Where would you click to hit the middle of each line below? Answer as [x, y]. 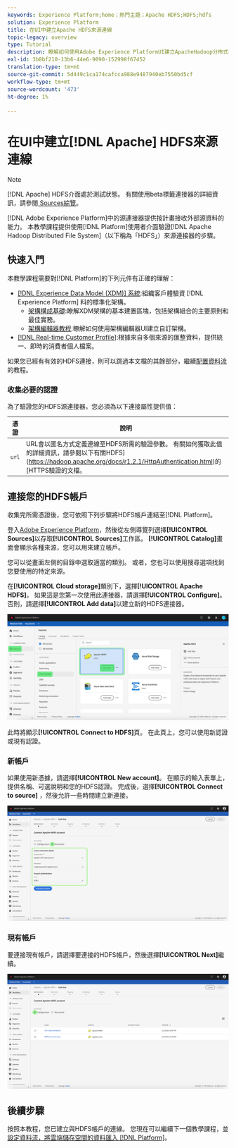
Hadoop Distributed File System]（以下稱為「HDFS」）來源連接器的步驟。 [113, 235]
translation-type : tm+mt [44, 67]
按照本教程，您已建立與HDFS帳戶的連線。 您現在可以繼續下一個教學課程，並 [118, 1129]
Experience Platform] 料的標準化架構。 [73, 302]
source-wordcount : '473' [44, 89]
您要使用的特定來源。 [38, 572]
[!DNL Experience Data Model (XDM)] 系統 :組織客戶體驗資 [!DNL [110, 293]
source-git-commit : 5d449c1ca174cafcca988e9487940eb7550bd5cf [100, 74]
